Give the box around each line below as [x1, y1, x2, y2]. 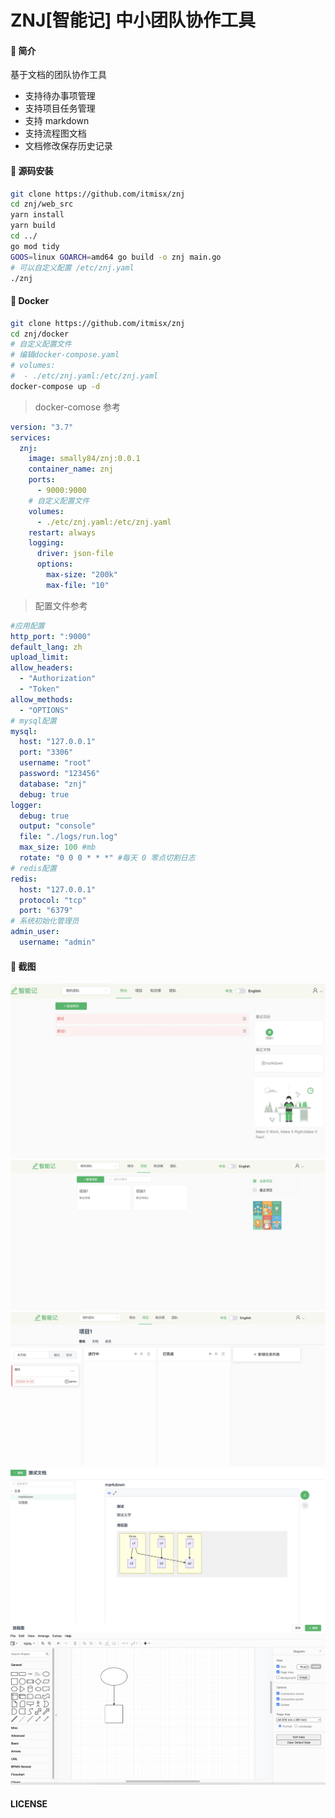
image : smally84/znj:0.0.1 [28, 454, 141, 464]
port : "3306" [19, 747, 74, 758]
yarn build [10, 221, 56, 231]
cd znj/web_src [10, 199, 74, 210]
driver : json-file [36, 549, 114, 559]
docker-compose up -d [10, 381, 101, 391]
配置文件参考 [34, 599, 88, 611]
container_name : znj [28, 464, 114, 475]
